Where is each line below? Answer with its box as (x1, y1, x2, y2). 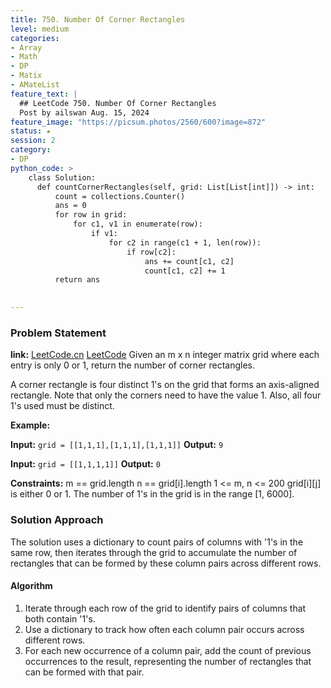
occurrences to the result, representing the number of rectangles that (24, 655, 312, 667)
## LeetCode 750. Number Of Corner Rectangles (19, 98, 217, 108)
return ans (54, 275, 101, 285)
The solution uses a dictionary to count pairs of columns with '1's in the (10, 536, 304, 548)
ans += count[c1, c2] (144, 256, 235, 266)
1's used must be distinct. (10, 400, 115, 412)
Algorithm (10, 580, 53, 592)
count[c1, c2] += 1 (144, 266, 226, 276)
